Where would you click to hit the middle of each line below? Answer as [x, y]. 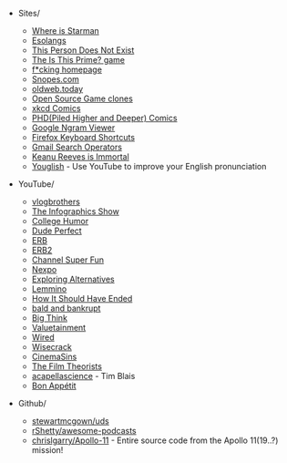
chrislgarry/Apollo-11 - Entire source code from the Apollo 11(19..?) [155, 440]
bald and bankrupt [66, 308]
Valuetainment [59, 328]
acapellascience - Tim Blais [83, 376]
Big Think [50, 318]
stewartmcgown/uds [70, 421]
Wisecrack [52, 347]
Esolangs [49, 41]
